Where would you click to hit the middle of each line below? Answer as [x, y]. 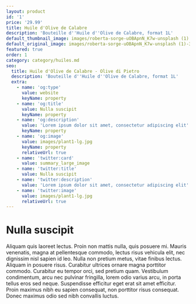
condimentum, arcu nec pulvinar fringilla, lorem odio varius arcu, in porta [94, 277]
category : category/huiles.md [43, 60]
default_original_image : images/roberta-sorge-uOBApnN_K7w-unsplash [91, 44]
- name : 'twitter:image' [47, 190]
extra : [19, 82]
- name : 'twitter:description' [55, 180]
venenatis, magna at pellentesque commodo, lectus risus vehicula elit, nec [96, 253]
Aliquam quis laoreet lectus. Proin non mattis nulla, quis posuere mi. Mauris [96, 246]
